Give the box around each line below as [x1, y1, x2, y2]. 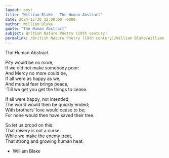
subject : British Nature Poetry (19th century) [5, 31, 108, 36]
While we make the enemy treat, [5, 133, 72, 139]
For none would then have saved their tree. [5, 112, 95, 118]
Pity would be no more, [5, 59, 54, 65]
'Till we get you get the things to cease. [5, 86, 88, 92]
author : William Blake [5, 21, 53, 27]
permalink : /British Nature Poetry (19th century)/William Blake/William [5, 36, 164, 41]
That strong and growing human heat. [5, 138, 84, 144]
